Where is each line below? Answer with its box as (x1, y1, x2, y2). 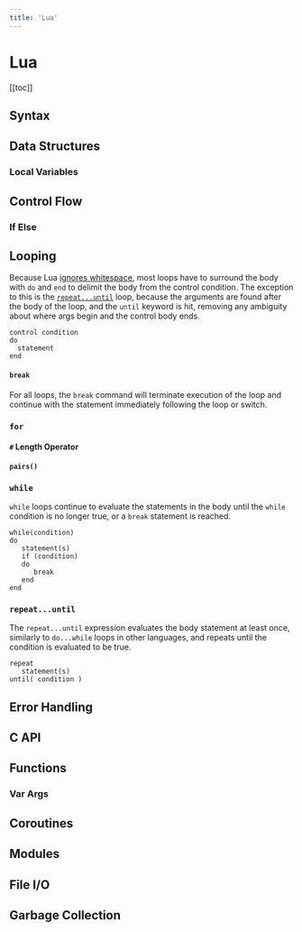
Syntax (9, 107, 50, 123)
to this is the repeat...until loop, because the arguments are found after (9, 291, 282, 302)
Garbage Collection (9, 908, 122, 923)
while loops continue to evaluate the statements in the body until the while (9, 502, 287, 512)
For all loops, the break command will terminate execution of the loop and (9, 389, 282, 400)
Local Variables (9, 166, 78, 179)
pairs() (9, 462, 39, 471)
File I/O (9, 877, 50, 892)
